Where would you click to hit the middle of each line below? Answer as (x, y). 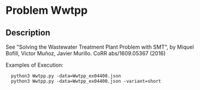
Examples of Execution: (34, 65)
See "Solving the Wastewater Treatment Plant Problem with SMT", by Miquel (100, 47)
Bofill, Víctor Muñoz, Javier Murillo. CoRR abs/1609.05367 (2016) (86, 53)
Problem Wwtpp (47, 10)
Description (28, 33)
